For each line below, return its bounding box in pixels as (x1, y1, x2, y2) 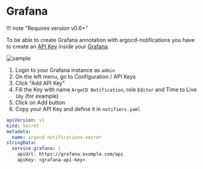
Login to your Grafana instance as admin (15, 66, 115, 74)
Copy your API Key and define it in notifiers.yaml (15, 105, 141, 112)
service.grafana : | (12, 145, 61, 152)
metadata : (6, 128, 32, 135)
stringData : (6, 140, 36, 146)
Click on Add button (15, 99, 66, 106)
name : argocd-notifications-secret (12, 134, 102, 140)
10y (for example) (15, 92, 59, 99)
